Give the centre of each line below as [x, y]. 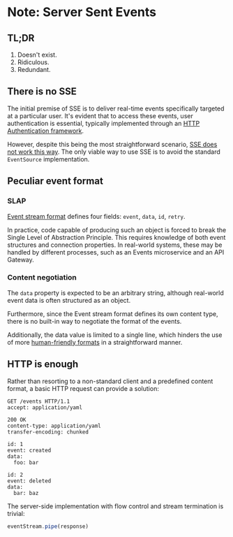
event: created [29, 450]
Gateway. [21, 259]
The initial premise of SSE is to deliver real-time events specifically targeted [116, 108]
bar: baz [26, 493]
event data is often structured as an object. [69, 300]
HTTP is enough [43, 364]
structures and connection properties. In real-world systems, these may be [115, 245]
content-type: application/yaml [54, 426]
